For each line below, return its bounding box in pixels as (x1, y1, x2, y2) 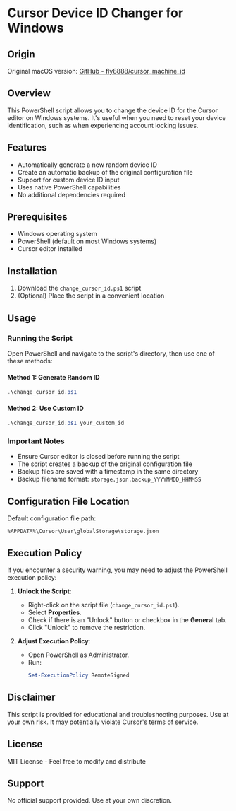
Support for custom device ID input (17, 175, 120, 184)
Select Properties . (27, 608, 82, 617)
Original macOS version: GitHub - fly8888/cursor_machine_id (7, 67, 185, 75)
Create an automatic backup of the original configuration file (17, 168, 193, 176)
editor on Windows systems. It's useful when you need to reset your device (7, 113, 227, 122)
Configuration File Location (7, 495, 130, 507)
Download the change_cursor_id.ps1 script (17, 284, 142, 293)
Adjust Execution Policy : (17, 637, 91, 646)
